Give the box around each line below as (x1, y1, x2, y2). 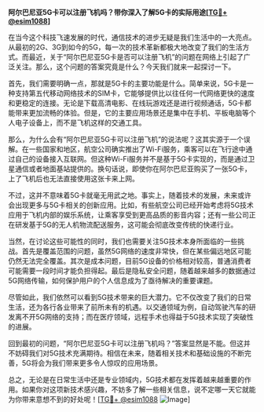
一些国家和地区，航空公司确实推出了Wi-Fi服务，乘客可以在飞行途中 (28, 144, 246, 154)
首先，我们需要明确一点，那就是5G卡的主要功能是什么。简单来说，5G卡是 (8, 78, 247, 88)
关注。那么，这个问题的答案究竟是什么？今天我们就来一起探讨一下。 (14, 62, 236, 71)
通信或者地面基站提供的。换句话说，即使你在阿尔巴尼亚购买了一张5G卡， (14, 164, 251, 173)
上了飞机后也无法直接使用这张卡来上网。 (8, 174, 139, 183)
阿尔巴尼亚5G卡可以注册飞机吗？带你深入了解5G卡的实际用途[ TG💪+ (8, 8, 228, 16)
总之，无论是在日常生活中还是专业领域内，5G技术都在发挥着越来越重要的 (8, 375, 245, 384)
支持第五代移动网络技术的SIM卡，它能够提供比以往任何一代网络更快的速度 (14, 89, 255, 97)
